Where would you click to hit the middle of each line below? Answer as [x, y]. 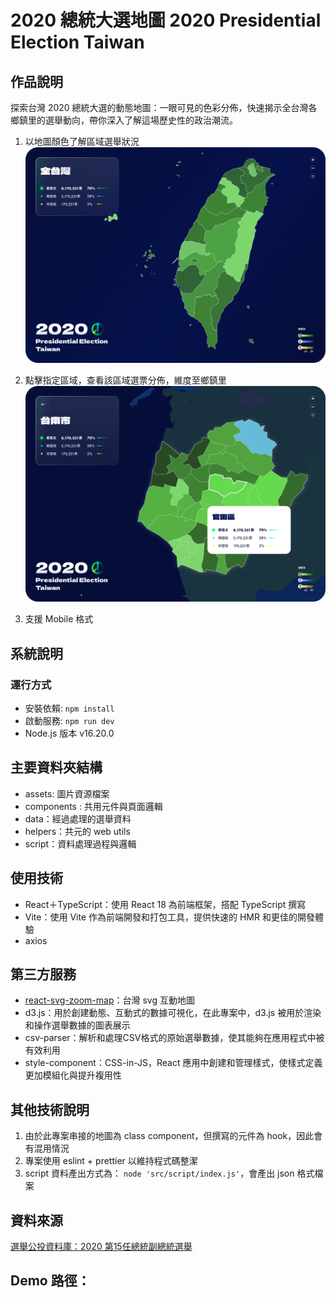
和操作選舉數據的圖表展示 [77, 1025]
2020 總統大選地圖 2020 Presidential [166, 20]
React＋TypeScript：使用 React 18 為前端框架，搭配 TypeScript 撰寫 [165, 904]
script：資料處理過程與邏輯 [80, 843]
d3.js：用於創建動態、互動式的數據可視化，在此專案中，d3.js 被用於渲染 [173, 1013]
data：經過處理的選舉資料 [78, 818]
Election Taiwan [77, 42]
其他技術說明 [50, 1109]
